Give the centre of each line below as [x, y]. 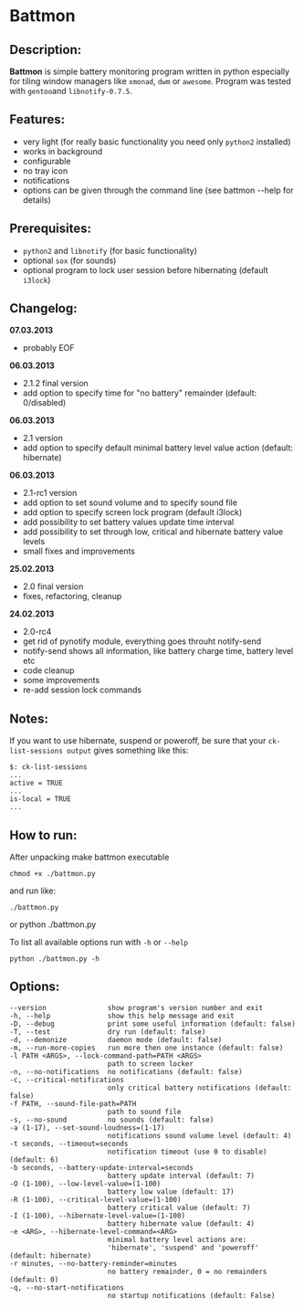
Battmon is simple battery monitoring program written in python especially [150, 71]
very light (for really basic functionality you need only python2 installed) [157, 142]
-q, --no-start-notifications [67, 1287]
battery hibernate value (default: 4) [181, 1224]
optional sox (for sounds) [69, 260]
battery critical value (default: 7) [179, 1208]
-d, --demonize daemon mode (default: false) [116, 1039]
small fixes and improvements [79, 551]
